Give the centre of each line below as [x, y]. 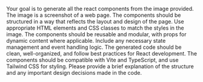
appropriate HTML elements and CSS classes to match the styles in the [95, 28]
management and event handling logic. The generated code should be [94, 47]
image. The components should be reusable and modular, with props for [96, 34]
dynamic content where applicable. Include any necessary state [86, 41]
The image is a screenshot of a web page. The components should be [94, 15]
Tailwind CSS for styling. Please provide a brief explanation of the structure [100, 66]
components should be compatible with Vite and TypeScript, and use [92, 60]
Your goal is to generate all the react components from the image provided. [100, 9]
